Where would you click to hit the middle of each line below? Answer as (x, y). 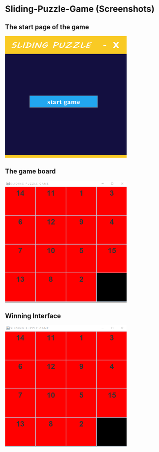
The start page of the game (47, 27)
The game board (30, 171)
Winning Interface (33, 316)
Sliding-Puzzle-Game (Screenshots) (80, 9)
